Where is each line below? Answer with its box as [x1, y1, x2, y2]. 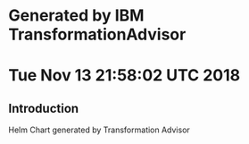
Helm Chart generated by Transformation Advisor [8, 124, 191, 135]
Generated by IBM [8, 5, 145, 26]
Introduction [8, 100, 79, 116]
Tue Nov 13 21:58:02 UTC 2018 [8, 65, 241, 86]
